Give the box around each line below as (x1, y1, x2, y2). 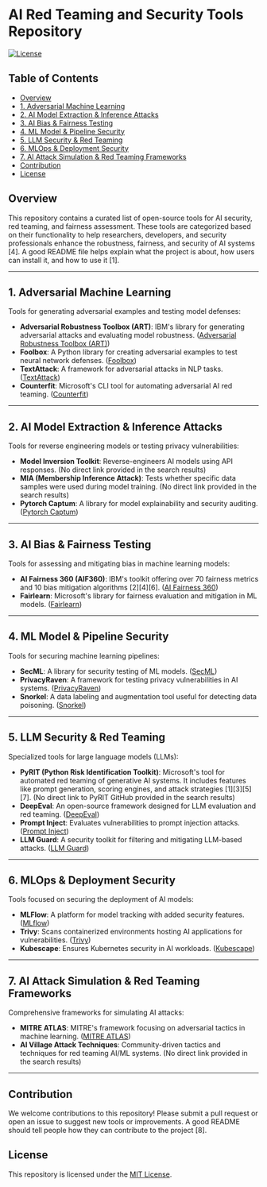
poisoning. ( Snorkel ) (19, 700, 87, 709)
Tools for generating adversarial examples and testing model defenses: (8, 307, 241, 316)
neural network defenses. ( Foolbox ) (19, 356, 137, 365)
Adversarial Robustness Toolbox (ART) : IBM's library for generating (19, 322, 245, 331)
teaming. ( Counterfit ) (19, 389, 89, 399)
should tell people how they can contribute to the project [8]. (8, 1126, 207, 1135)
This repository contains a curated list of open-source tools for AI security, (8, 213, 253, 222)
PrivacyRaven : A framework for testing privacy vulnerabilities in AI (19, 675, 238, 684)
